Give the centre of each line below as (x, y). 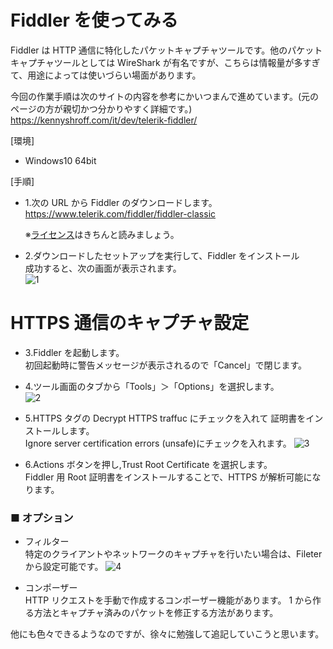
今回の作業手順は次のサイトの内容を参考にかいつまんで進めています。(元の (165, 96)
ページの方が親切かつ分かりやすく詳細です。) (101, 108)
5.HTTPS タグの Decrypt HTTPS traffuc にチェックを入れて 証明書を (165, 418)
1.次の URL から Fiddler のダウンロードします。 (121, 202)
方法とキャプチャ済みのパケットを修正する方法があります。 (156, 613)
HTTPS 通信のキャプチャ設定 (130, 323)
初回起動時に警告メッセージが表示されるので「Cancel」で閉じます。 (166, 365)
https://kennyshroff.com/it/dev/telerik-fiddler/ (104, 120)
